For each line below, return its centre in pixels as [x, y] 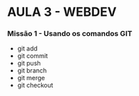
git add [27, 48]
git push [29, 64]
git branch [32, 70]
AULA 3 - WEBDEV [62, 12]
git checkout [35, 85]
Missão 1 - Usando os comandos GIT [70, 34]
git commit [33, 56]
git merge [31, 78]
